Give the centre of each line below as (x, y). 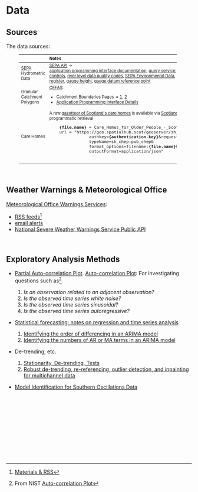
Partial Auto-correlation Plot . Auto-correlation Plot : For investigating (97, 273)
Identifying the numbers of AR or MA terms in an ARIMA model (99, 340)
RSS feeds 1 (28, 216)
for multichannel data (49, 376)
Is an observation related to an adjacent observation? (89, 292)
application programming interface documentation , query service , (113, 71)
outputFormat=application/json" (126, 151)
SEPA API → (61, 66)
